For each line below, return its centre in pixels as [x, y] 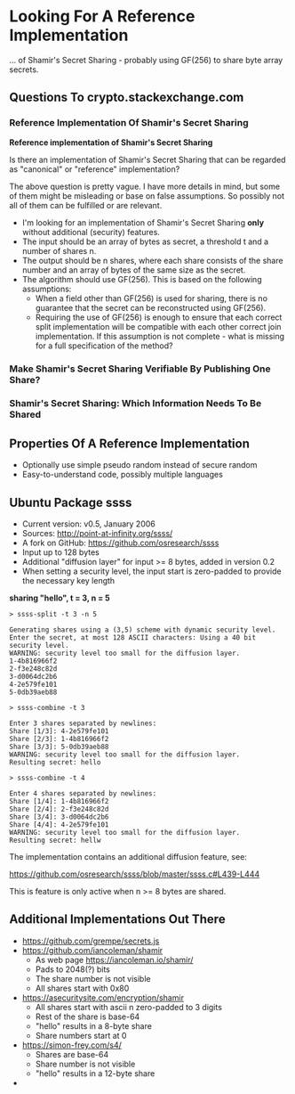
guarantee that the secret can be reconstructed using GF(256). [151, 307]
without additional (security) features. [91, 232]
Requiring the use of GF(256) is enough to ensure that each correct [159, 317]
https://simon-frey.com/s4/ [72, 1045]
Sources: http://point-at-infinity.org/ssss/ [97, 534]
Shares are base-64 [72, 1054]
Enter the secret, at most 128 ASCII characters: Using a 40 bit [132, 638]
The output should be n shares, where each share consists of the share [152, 260]
